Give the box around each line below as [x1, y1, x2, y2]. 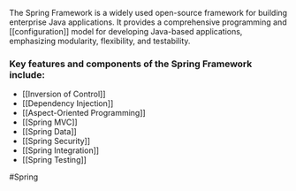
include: [9, 68, 46, 80]
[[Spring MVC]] [21, 117, 78, 127]
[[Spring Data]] [21, 126, 77, 137]
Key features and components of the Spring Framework [9, 57, 253, 70]
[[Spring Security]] [21, 136, 91, 147]
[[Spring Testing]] [21, 155, 87, 165]
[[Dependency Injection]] [21, 98, 114, 109]
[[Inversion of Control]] [21, 88, 106, 100]
